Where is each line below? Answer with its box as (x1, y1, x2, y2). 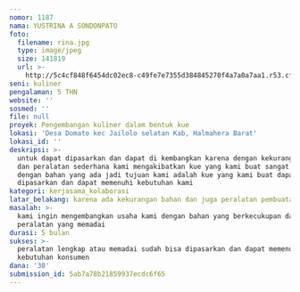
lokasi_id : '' (9, 137, 62, 146)
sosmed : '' (9, 104, 50, 113)
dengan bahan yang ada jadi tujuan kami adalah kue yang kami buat (17, 170, 274, 179)
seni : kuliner (9, 79, 62, 88)
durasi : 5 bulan (9, 228, 70, 237)
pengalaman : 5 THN (9, 87, 78, 96)
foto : (9, 29, 29, 38)
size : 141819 (17, 54, 66, 63)
